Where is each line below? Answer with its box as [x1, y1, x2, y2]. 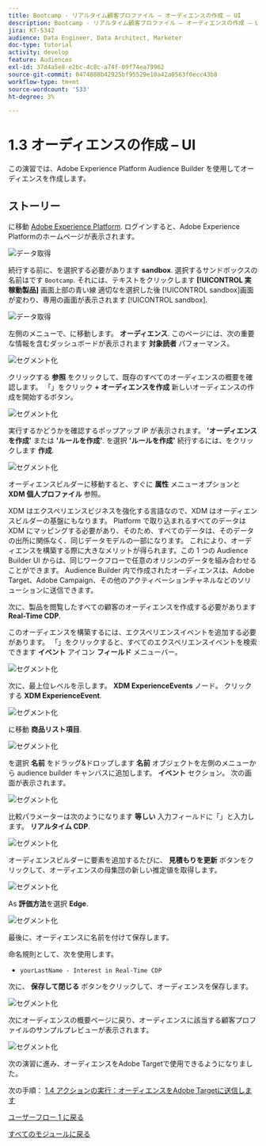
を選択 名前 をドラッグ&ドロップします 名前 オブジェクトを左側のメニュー [8, 758, 249, 767]
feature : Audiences [8, 56, 73, 64]
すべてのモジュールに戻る [8, 1129, 91, 1138]
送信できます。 [49, 586, 98, 594]
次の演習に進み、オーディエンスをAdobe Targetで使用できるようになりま [8, 1059, 246, 1068]
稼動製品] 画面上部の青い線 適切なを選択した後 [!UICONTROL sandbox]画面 [8, 285, 254, 294]
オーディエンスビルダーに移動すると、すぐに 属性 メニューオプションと [8, 479, 241, 488]
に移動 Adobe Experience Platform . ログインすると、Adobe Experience [8, 222, 240, 231]
